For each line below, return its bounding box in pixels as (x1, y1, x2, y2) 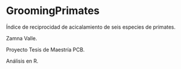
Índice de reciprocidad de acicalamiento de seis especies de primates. (6, 23, 176, 30)
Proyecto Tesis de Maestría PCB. (6, 46, 85, 53)
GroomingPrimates (6, 4, 100, 18)
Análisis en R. (6, 57, 39, 64)
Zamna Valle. (6, 34, 37, 42)
